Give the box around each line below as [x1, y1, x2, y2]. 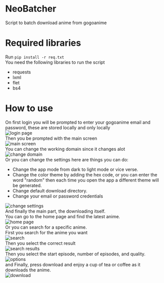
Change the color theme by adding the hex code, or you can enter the [12, 171, 157, 177]
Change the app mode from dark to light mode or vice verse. [12, 166, 138, 172]
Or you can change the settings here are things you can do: [5, 156, 129, 162]
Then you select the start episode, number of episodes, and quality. [5, 251, 146, 257]
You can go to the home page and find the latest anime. [5, 213, 120, 219]
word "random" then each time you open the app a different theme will [12, 177, 159, 183]
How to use [5, 103, 53, 114]
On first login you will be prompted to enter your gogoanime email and [5, 119, 151, 125]
